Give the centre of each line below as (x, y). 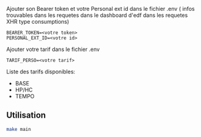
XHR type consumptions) (38, 22)
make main (19, 129)
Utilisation (26, 115)
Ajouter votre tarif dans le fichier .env (53, 49)
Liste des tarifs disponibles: (41, 72)
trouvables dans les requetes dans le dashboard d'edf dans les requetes (97, 15)
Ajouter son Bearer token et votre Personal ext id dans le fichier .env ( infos (100, 9)
